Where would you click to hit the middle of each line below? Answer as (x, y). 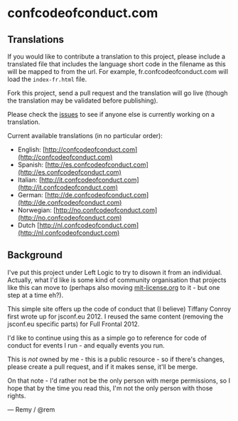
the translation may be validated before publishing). (83, 100)
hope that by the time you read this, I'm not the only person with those (110, 388)
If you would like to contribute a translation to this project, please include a (117, 56)
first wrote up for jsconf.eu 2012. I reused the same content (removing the (115, 316)
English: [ (31, 150)
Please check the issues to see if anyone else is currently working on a (111, 114)
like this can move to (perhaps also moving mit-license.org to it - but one (114, 287)
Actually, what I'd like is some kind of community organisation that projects (117, 280)
